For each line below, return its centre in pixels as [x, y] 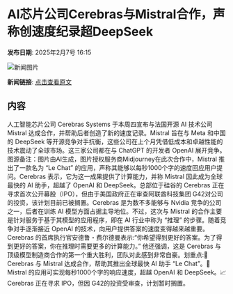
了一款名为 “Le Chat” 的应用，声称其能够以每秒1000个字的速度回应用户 [115, 167]
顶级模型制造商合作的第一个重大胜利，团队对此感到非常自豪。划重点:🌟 [108, 254]
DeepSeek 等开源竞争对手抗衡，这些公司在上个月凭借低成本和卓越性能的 [119, 141]
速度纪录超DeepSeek [93, 32]
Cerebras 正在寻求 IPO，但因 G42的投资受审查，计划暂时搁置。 [98, 283]
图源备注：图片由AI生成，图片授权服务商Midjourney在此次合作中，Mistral [112, 159]
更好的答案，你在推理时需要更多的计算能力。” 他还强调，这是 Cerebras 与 [117, 246]
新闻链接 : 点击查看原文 [39, 82]
